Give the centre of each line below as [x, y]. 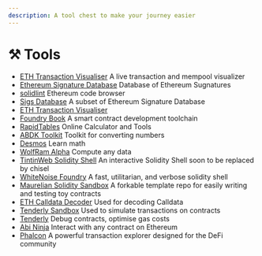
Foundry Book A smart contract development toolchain [109, 118]
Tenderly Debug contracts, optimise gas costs [94, 218]
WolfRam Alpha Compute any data [75, 151]
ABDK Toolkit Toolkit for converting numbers [92, 135]
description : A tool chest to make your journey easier [102, 15]
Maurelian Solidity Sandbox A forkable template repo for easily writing [133, 185]
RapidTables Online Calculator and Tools [85, 126]
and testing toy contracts [60, 193]
